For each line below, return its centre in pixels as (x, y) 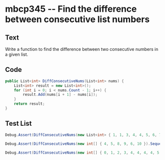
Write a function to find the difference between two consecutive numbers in (82, 49)
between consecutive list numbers (77, 19)
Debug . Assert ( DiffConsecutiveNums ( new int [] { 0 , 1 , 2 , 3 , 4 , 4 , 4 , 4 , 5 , (83, 153)
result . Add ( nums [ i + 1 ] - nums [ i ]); (60, 95)
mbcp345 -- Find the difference (71, 9)
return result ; (29, 104)
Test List (18, 124)
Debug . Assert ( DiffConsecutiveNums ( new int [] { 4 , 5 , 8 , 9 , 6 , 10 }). (78, 144)
